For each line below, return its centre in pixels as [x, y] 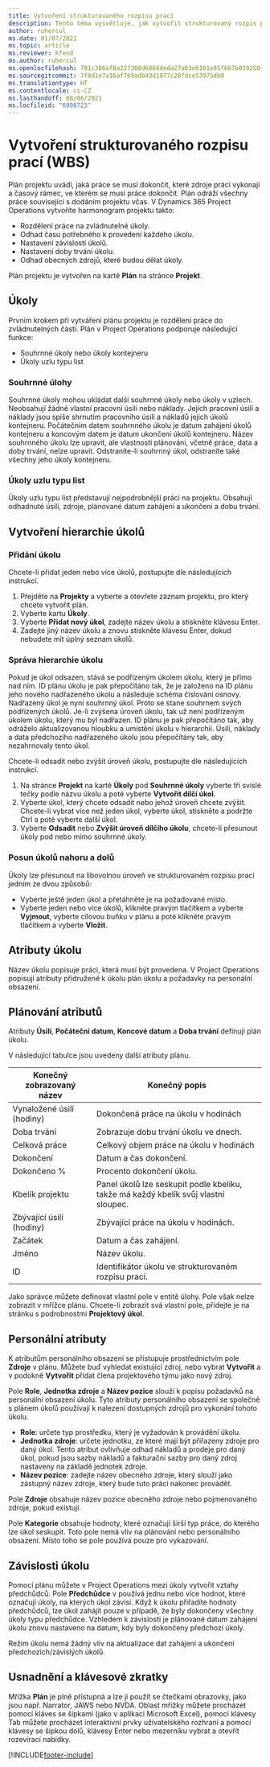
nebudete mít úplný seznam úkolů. [77, 639]
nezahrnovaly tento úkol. [49, 746]
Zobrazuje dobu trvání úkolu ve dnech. [169, 1132]
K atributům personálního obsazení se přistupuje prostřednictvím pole [124, 1358]
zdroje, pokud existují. [45, 1508]
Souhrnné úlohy [40, 382]
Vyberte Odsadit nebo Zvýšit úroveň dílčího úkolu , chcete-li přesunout [139, 828]
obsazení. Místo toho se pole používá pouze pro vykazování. [108, 1540]
